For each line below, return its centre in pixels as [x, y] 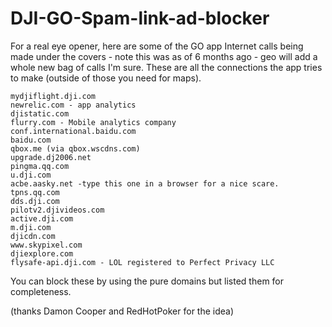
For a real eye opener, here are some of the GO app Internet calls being [157, 46]
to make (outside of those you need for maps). [106, 78]
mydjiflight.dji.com [53, 96]
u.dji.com [31, 175]
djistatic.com [40, 113]
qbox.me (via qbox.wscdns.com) [75, 148]
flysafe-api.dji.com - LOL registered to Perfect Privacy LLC [142, 262]
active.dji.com [42, 218]
